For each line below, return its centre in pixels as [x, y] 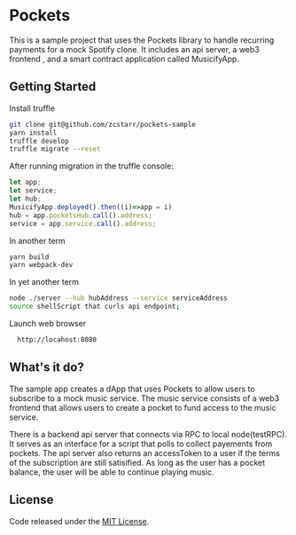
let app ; [25, 183]
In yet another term [44, 282]
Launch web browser [48, 323]
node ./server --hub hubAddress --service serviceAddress [118, 298]
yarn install [33, 133]
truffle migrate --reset [55, 149]
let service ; [33, 191]
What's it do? [47, 368]
